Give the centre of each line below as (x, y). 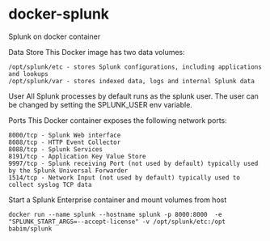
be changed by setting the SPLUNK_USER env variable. (100, 104)
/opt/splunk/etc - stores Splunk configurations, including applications (135, 67)
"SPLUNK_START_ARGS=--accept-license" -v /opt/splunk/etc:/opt (117, 222)
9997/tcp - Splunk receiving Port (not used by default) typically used (133, 163)
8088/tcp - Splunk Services (56, 149)
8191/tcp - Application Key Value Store (78, 156)
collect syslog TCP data (50, 184)
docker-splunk (59, 14)
